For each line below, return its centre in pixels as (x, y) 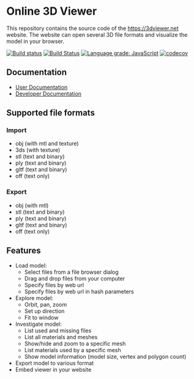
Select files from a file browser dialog (72, 272)
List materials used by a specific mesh (73, 350)
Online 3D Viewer (52, 11)
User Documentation (41, 87)
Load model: (31, 265)
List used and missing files (58, 330)
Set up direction (44, 311)
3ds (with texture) (38, 150)
